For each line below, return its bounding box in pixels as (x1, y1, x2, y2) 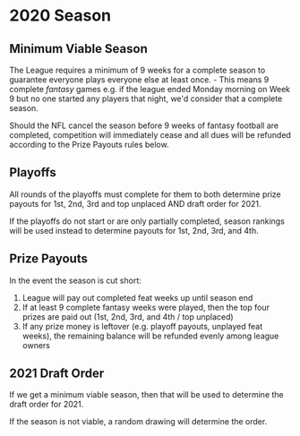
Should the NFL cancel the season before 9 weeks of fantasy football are (9, 120, 279, 131)
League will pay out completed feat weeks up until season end (21, 292, 253, 303)
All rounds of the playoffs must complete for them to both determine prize (9, 189, 281, 200)
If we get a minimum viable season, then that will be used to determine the (9, 389, 284, 400)
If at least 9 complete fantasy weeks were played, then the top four (21, 302, 270, 312)
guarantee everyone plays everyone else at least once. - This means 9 (9, 74, 270, 85)
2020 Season (9, 5, 112, 26)
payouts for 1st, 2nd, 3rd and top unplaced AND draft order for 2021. (9, 198, 261, 209)
